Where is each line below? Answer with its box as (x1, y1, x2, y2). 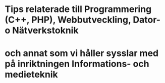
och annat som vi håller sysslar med (5, 47, 159, 59)
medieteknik (5, 69, 59, 80)
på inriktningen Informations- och (5, 58, 149, 69)
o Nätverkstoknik (5, 25, 79, 36)
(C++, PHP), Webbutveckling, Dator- (5, 14, 161, 25)
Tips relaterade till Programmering (5, 3, 152, 15)
